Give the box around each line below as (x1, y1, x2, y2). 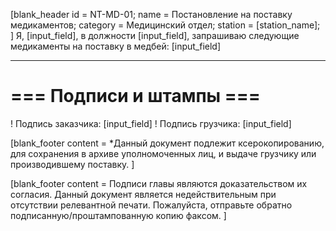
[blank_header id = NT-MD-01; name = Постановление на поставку (10, 9, 293, 20)
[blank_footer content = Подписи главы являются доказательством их (10, 177, 308, 189)
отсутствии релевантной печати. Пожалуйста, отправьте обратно (10, 199, 293, 211)
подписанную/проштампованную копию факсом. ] (10, 209, 227, 221)
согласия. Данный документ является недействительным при (10, 188, 277, 200)
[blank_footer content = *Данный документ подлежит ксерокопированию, (10, 137, 325, 149)
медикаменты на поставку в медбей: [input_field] (10, 40, 222, 52)
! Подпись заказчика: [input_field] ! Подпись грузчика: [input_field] (10, 117, 292, 129)
